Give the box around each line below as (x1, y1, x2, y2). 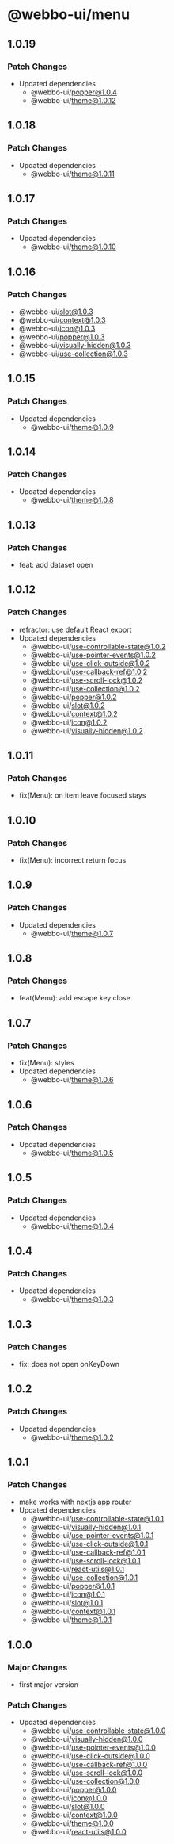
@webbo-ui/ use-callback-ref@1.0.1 (30, 1548, 146, 1557)
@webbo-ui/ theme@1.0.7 (30, 928, 114, 938)
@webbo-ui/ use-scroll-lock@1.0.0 (30, 1768, 143, 1777)
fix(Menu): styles (18, 1058, 74, 1068)
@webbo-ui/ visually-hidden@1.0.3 (18, 340, 131, 350)
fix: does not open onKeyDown (18, 1359, 120, 1368)
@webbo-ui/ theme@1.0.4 (30, 1221, 115, 1230)
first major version (18, 1679, 79, 1689)
